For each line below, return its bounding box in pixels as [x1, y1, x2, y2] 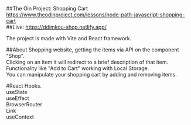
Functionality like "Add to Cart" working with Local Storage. [6, 65, 149, 72]
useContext [6, 113, 34, 120]
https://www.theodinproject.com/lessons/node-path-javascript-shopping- [6, 11, 185, 18]
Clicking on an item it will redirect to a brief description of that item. [6, 58, 169, 65]
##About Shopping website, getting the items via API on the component [6, 46, 179, 53]
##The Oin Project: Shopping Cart [6, 5, 88, 12]
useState [6, 89, 28, 95]
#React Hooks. [6, 82, 42, 89]
